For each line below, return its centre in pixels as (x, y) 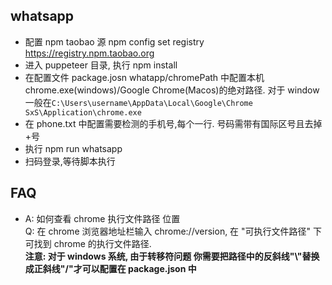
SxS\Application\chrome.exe (83, 112)
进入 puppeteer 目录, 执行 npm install (101, 65)
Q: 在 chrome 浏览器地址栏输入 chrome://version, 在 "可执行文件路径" (168, 231)
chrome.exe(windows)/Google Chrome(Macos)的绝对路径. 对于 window (172, 90)
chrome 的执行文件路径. (102, 243)
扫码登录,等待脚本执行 (70, 161)
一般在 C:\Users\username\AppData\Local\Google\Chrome (138, 102)
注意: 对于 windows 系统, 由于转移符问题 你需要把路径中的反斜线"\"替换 (172, 256)
